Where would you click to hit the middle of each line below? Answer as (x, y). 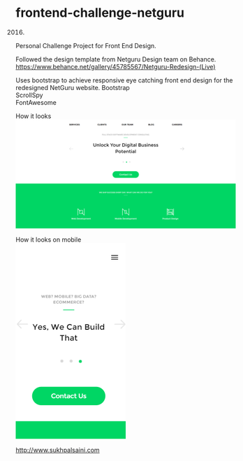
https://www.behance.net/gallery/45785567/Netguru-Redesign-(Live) (116, 66)
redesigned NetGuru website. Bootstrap (73, 87)
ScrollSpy (29, 95)
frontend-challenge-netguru (100, 13)
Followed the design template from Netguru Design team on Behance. (116, 59)
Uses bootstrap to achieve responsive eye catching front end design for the (124, 80)
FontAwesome (36, 102)
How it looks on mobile (49, 240)
